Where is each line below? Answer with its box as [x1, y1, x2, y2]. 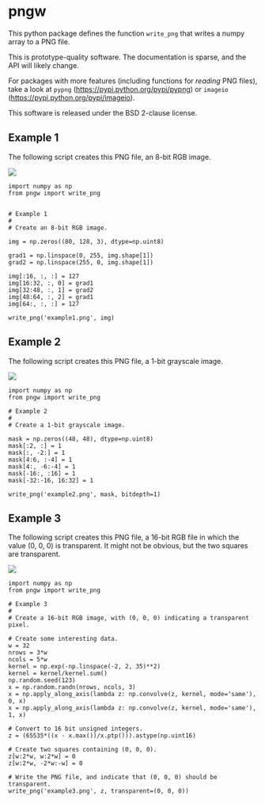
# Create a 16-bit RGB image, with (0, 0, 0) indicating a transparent [8, 614, 249, 623]
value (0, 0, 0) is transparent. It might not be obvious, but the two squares [8, 541, 248, 551]
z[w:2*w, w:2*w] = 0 [8, 752, 77, 761]
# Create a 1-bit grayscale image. [8, 421, 126, 429]
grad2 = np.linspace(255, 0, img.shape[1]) [8, 258, 154, 267]
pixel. [8, 621, 30, 629]
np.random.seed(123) [8, 676, 77, 684]
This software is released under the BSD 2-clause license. [8, 108, 198, 117]
